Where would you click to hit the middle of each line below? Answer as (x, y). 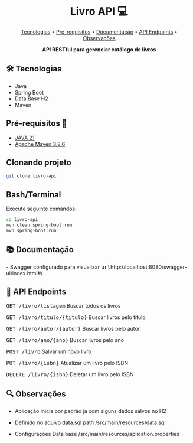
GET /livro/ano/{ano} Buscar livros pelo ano (65, 340)
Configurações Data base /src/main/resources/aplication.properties (97, 434)
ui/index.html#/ (24, 273)
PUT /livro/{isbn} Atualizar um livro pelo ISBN (67, 363)
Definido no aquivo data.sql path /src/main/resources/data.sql (90, 422)
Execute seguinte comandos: (41, 209)
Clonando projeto (39, 162)
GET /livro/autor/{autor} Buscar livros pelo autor (73, 329)
